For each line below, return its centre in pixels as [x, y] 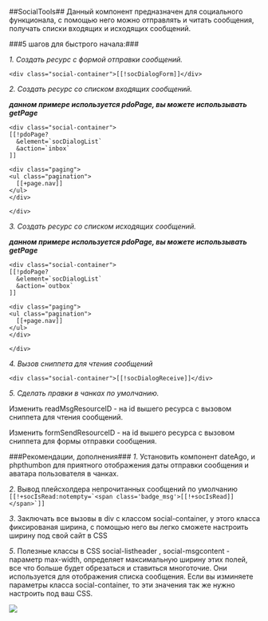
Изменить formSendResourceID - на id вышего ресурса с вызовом [122, 432]
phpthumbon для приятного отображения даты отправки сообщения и [129, 465]
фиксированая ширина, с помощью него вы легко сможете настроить [129, 527]
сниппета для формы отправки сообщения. [83, 441]
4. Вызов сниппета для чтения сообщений [81, 364]
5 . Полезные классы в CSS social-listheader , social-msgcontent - [120, 551]
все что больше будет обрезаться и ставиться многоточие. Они [118, 568]
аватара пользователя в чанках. [64, 474]
